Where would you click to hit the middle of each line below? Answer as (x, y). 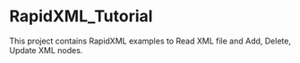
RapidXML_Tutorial (81, 16)
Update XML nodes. (46, 50)
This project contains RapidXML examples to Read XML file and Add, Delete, (150, 41)
